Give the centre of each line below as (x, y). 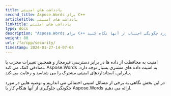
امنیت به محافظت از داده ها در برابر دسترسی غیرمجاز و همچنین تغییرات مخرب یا (81, 62)
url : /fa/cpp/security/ (31, 43)
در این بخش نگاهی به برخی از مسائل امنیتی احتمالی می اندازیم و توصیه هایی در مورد (85, 82)
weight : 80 (17, 38)
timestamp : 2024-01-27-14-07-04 (39, 47)
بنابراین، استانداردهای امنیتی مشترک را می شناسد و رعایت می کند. (68, 73)
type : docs (17, 29)
